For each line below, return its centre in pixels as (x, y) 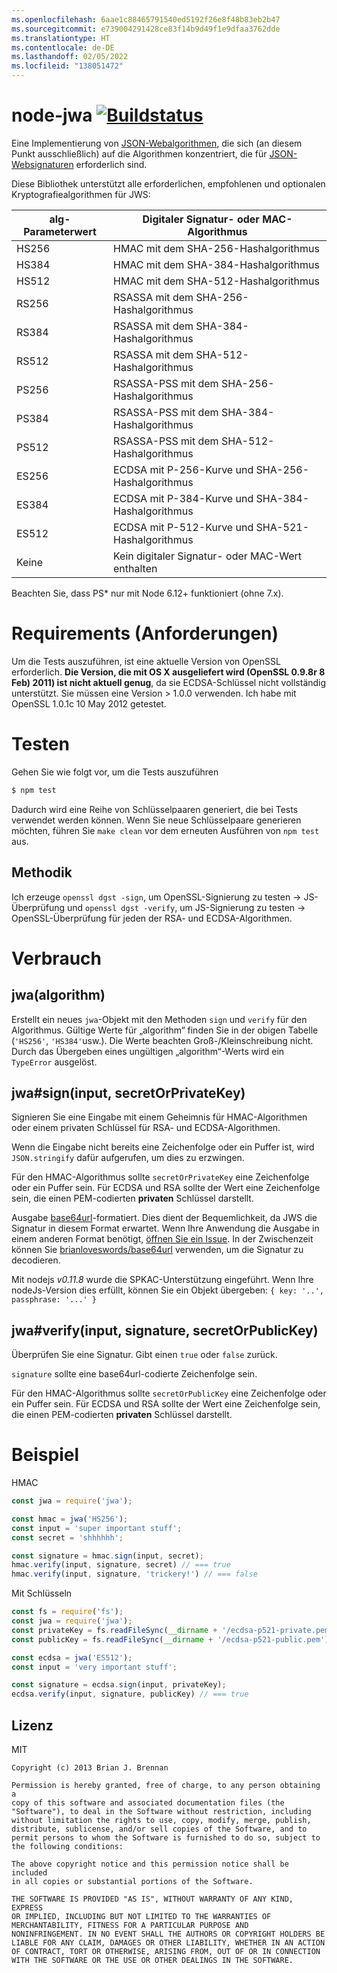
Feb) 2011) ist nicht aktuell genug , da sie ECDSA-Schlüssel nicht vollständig (169, 682)
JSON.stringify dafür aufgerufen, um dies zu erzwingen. (128, 1158)
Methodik (42, 872)
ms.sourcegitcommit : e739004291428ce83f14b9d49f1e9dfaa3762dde (146, 29)
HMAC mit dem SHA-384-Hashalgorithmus (216, 264)
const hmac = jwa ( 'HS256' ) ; (70, 1519)
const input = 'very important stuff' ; (94, 1667)
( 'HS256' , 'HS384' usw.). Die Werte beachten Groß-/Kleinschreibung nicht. (162, 1040)
